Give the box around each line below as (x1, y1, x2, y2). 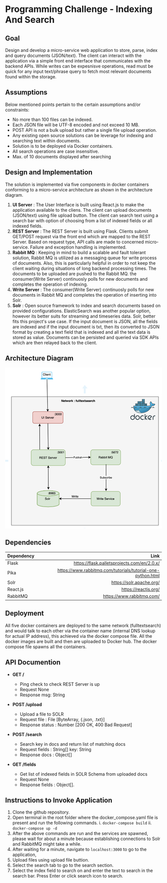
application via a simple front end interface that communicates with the (5, 58, 151, 63)
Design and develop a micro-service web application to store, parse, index (5, 47, 158, 53)
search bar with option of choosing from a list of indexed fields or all (12, 217, 153, 223)
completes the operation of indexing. (12, 281, 88, 287)
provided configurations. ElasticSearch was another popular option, (12, 308, 151, 314)
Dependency (7, 553, 35, 559)
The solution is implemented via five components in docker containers (5, 181, 149, 187)
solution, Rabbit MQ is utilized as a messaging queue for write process (12, 255, 157, 261)
